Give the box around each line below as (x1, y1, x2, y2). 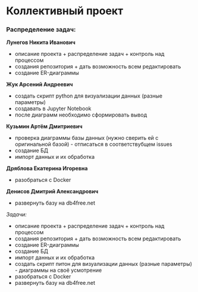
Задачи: (6, 211, 27, 218)
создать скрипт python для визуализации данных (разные (14, 92, 162, 99)
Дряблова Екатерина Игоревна (6, 165, 88, 172)
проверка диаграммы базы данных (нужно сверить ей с (14, 134, 159, 142)
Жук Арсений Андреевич (6, 81, 73, 88)
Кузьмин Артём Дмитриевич (6, 123, 83, 130)
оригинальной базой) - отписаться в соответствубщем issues (14, 141, 172, 148)
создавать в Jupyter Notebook (14, 105, 92, 112)
